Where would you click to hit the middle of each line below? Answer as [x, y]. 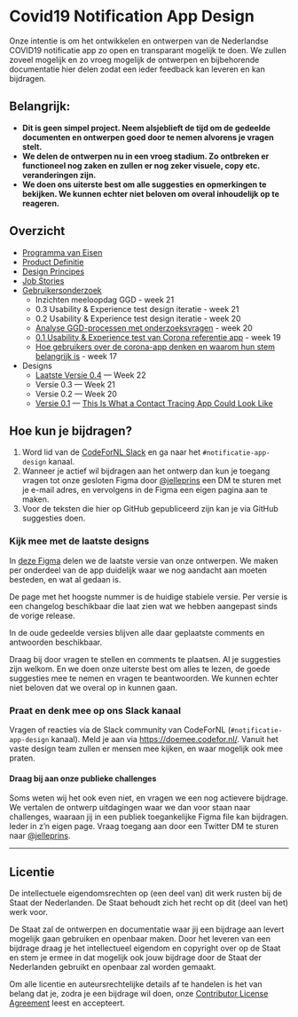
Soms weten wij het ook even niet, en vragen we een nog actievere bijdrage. [149, 798]
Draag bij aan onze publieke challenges [83, 778]
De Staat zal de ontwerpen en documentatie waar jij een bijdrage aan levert [147, 929]
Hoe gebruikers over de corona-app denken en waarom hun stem [155, 347]
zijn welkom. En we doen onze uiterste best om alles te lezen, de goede [140, 669]
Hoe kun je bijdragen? [71, 430]
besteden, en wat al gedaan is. [65, 579]
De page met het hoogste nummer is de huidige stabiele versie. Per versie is [149, 597]
